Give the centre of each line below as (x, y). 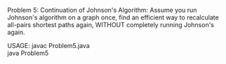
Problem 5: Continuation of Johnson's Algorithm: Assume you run (102, 10)
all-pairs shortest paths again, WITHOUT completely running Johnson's (111, 25)
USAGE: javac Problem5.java (48, 46)
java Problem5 (28, 53)
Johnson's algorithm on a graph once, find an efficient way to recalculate (113, 17)
